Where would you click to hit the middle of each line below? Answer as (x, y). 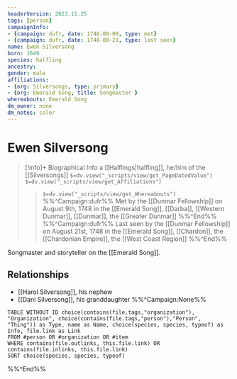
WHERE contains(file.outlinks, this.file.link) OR (84, 343)
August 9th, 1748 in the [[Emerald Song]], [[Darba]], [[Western (133, 208)
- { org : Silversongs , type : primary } (63, 86)
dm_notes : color (31, 113)
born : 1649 (23, 54)
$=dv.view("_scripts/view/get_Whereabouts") (109, 194)
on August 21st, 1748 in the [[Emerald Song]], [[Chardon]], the (133, 231)
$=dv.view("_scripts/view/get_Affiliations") (93, 181)
